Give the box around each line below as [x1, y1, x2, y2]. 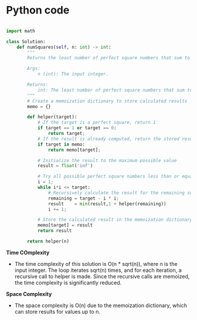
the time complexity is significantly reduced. [14, 279, 122, 286]
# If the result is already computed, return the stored [37, 136, 180, 142]
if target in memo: [37, 142, 85, 147]
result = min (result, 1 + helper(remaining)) [47, 201, 167, 207]
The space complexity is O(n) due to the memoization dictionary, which [14, 302, 188, 309]
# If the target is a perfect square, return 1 [37, 120, 157, 126]
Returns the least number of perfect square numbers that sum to [27, 55, 191, 61]
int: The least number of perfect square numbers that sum [37, 87, 185, 93]
